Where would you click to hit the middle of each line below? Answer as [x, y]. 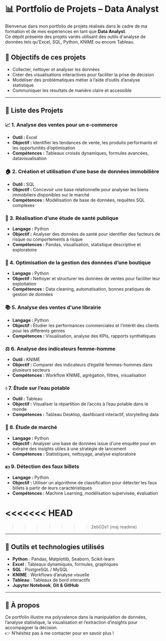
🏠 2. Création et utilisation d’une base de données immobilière [82, 171]
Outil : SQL [23, 184]
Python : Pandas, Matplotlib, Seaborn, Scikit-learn [63, 559]
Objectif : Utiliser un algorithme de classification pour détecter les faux [84, 482]
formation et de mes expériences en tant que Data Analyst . [66, 31]
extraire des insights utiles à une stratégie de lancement [69, 449]
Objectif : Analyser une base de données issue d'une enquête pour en [84, 443]
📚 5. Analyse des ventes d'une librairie [53, 307]
